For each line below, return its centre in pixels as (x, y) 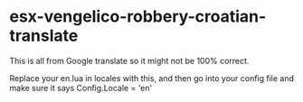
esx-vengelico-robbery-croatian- (138, 17)
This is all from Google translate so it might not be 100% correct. (129, 60)
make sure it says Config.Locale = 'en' (81, 88)
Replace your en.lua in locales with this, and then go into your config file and (152, 78)
